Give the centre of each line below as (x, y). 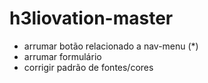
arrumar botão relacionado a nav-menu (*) (111, 46)
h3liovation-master (91, 18)
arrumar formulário (62, 56)
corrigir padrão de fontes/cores (88, 67)
